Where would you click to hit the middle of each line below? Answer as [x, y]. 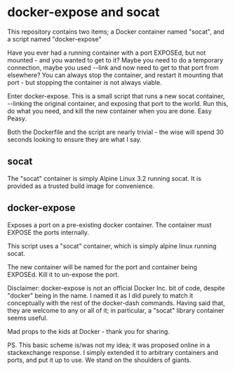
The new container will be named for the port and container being [102, 267]
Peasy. [17, 118]
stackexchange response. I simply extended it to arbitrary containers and [113, 352]
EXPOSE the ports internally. [48, 232]
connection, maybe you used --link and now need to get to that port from [113, 67]
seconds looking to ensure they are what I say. [74, 139]
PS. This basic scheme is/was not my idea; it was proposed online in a [109, 345]
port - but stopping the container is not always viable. [85, 82]
